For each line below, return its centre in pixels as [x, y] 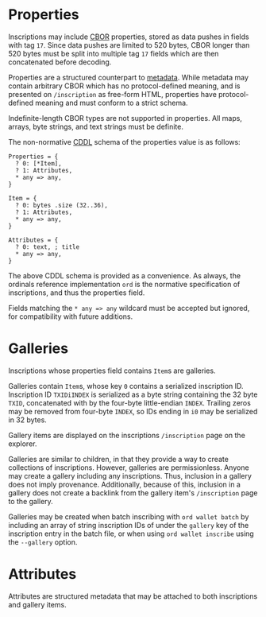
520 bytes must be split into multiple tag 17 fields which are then [114, 53]
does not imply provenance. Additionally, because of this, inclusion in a [124, 484]
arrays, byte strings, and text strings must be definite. [96, 126]
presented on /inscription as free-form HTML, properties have [112, 94]
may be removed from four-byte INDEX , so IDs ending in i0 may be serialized [133, 411]
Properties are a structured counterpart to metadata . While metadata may [128, 77]
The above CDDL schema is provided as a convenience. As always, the [124, 275]
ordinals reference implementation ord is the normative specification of [124, 284]
